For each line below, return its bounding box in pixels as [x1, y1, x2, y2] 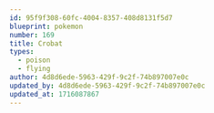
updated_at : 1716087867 [9, 89, 100, 98]
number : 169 [9, 30, 55, 39]
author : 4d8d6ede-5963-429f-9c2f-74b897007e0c [9, 73, 189, 82]
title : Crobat [9, 38, 64, 48]
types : [9, 47, 35, 56]
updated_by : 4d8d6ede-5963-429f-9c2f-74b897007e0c [9, 81, 206, 90]
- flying [17, 65, 51, 74]
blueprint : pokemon [9, 22, 84, 31]
